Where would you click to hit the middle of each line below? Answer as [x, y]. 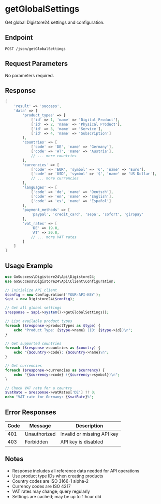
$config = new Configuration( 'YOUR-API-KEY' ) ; [53, 294]
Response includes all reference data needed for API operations [76, 471]
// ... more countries [54, 156]
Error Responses [31, 412]
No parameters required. [29, 75]
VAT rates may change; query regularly [51, 491]
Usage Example [29, 266]
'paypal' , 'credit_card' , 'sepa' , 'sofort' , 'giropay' [87, 214]
